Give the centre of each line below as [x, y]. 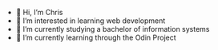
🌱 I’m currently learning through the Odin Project [96, 37]
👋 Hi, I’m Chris [39, 12]
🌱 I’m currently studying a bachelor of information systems [113, 29]
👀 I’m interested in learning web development [91, 21]
